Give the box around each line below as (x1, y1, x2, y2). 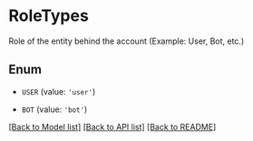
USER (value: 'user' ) (21, 86, 96, 96)
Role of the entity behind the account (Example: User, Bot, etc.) (8, 35, 245, 46)
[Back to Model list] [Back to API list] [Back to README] (8, 121, 217, 132)
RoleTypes (8, 5, 90, 26)
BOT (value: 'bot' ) (21, 104, 88, 115)
